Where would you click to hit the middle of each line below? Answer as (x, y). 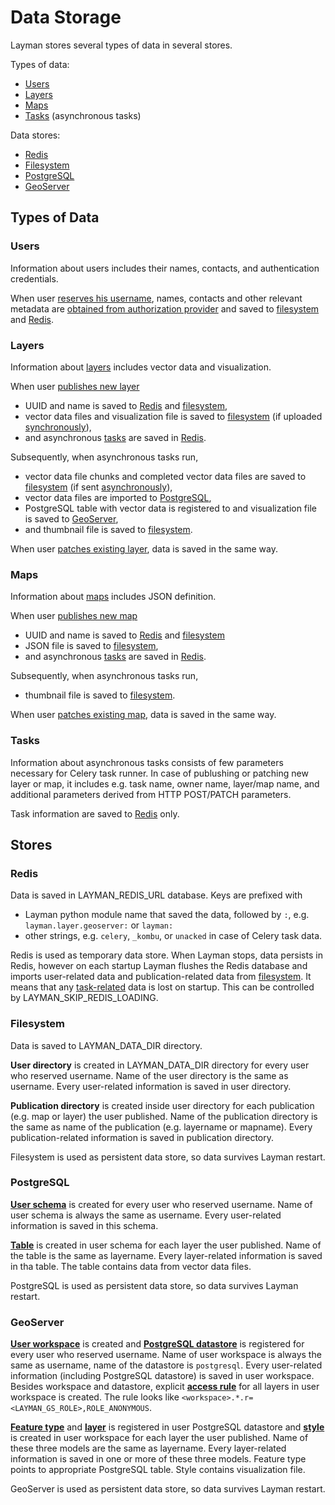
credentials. (34, 278)
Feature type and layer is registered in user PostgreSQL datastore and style (167, 1427)
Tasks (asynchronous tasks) (83, 115)
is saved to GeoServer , (71, 518)
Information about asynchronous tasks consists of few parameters (147, 762)
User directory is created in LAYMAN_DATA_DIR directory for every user (160, 1065)
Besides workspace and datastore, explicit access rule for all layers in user (165, 1387)
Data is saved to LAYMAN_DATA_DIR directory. (106, 1045)
